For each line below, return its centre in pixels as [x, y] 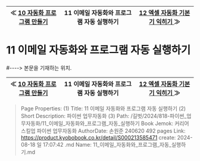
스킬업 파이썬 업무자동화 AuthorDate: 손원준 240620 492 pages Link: [103, 131]
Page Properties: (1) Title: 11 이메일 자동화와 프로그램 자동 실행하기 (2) [103, 108]
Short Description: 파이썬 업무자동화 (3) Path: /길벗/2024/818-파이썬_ [104, 116]
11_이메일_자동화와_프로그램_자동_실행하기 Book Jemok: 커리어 [115, 123]
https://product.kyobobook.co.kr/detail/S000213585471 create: [98, 137]
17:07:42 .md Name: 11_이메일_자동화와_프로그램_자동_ [107, 144]
